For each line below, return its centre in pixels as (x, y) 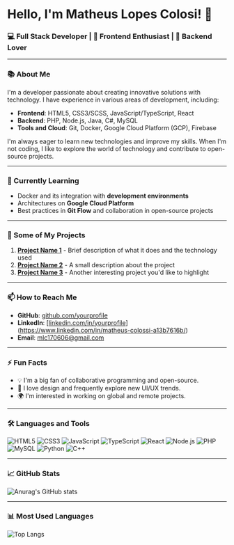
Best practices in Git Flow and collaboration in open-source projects (115, 211)
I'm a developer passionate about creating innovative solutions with (104, 92)
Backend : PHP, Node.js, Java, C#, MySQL (77, 120)
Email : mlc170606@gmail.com (61, 338)
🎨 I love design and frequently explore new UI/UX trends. (99, 388)
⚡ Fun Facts (27, 363)
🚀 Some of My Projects (46, 235)
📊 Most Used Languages (50, 516)
